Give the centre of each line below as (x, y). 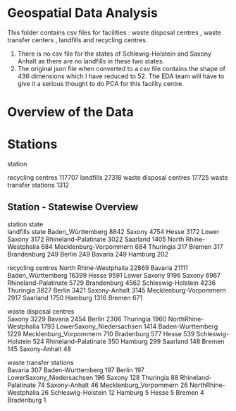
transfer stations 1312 (38, 185)
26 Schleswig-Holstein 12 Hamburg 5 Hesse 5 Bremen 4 (123, 392)
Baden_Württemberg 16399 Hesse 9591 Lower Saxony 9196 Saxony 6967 (114, 275)
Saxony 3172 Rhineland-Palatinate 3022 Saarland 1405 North (96, 239)
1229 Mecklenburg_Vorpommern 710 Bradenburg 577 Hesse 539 (101, 333)
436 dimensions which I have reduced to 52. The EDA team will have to (121, 76)
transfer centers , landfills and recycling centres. (77, 39)
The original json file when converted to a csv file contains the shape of (121, 68)
